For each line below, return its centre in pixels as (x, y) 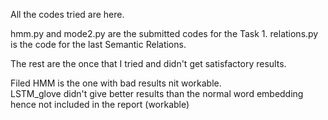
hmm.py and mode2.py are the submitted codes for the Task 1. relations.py (164, 33)
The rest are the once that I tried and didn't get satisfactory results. (148, 63)
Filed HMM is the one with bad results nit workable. (116, 83)
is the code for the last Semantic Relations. (98, 44)
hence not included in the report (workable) (100, 104)
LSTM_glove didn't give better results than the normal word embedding (157, 93)
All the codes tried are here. (67, 14)
